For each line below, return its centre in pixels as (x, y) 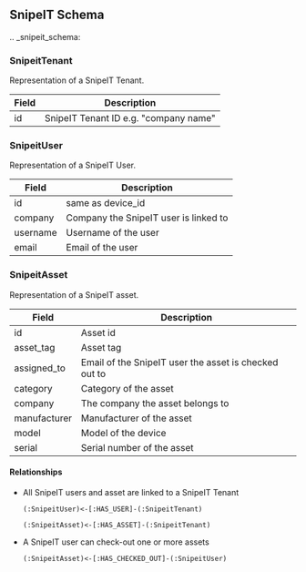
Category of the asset (127, 388)
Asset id (98, 332)
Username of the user (112, 233)
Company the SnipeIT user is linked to (147, 218)
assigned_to (40, 368)
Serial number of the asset (137, 447)
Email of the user (102, 248)
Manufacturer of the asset (137, 418)
